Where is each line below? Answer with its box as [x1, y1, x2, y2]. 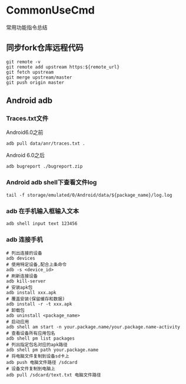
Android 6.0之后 [6, 152, 45, 159]
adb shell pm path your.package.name [6, 347, 99, 353]
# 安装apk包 [6, 285, 33, 291]
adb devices [6, 255, 35, 262]
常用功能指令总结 [6, 24, 48, 31]
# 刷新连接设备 [6, 273, 38, 279]
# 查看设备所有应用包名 [6, 330, 56, 337]
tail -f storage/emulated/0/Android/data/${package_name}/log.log [6, 192, 172, 198]
